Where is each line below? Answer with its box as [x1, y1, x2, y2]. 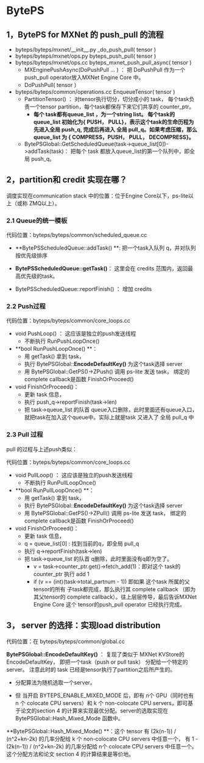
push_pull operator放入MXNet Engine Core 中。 [24, 74, 144, 81]
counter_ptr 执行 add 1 [33, 570, 90, 577]
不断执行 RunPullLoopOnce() [24, 479, 96, 486]
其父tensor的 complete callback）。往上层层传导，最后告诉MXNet [33, 593, 197, 600]
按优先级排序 [15, 252, 47, 259]
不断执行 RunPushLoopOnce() [24, 337, 100, 345]
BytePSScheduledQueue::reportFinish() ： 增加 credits [15, 286, 152, 293]
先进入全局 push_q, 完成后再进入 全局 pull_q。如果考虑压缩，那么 [33, 126, 198, 133]
